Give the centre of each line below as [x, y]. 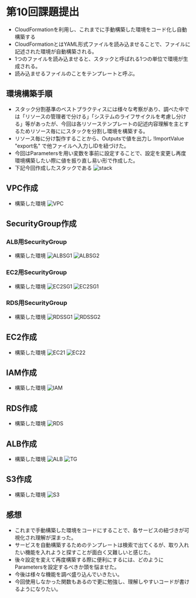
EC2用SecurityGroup [37, 273]
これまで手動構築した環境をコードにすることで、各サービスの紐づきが [99, 530]
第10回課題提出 [43, 12]
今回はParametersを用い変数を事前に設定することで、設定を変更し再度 [100, 153]
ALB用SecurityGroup [37, 241]
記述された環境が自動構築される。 [56, 51]
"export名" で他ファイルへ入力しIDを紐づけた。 [72, 146]
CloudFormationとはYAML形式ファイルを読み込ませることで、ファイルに [102, 44]
